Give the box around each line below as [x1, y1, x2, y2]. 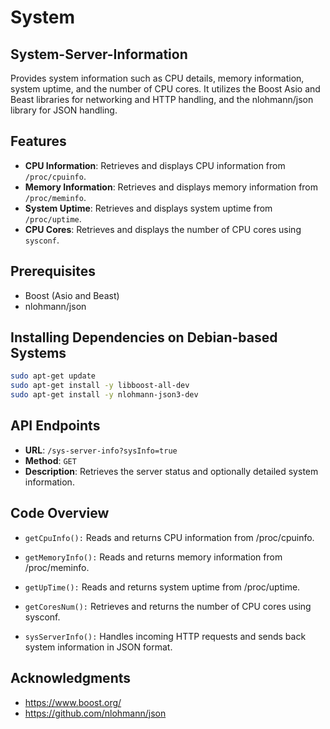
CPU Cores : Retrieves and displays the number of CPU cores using [24, 223, 302, 235]
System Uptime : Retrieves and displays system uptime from [24, 202, 273, 214]
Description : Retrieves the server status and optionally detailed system [24, 465, 319, 477]
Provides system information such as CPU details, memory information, [10, 72, 305, 84]
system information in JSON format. [24, 641, 173, 653]
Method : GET [24, 454, 77, 466]
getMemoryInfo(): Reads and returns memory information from [24, 551, 283, 563]
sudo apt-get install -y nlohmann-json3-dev [10, 390, 199, 400]
